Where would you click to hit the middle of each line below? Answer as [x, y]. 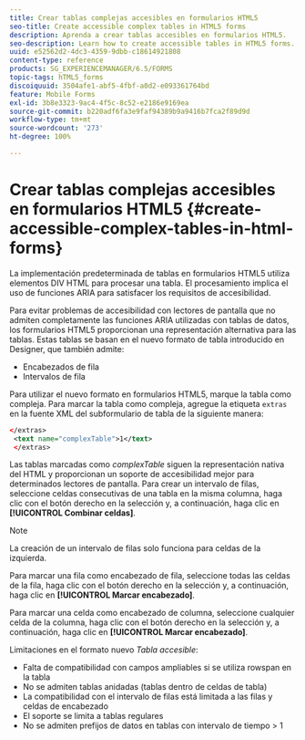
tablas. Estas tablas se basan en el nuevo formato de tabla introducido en [147, 339]
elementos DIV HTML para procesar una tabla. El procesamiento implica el [149, 283]
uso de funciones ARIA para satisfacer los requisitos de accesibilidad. [140, 292]
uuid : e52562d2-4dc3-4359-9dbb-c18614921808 [95, 52]
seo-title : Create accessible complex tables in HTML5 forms [128, 26]
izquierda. [28, 558]
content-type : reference [56, 60]
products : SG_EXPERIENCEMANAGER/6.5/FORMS [91, 69]
